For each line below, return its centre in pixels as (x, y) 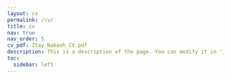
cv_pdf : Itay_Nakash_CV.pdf (47, 45)
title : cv (21, 26)
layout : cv (23, 13)
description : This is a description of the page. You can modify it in (112, 52)
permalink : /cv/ (30, 20)
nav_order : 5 (26, 39)
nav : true (21, 33)
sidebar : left (33, 65)
